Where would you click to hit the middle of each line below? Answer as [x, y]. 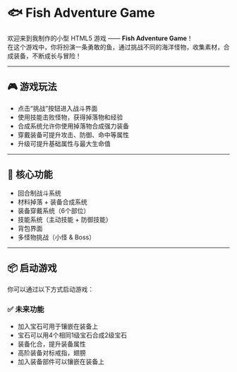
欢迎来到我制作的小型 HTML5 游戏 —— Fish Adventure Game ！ [100, 38]
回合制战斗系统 [39, 193]
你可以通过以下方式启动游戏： [50, 289]
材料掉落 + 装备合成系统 [52, 202]
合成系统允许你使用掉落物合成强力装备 [73, 126]
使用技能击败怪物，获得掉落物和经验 [70, 117]
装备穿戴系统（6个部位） [54, 210]
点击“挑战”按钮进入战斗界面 [57, 108]
